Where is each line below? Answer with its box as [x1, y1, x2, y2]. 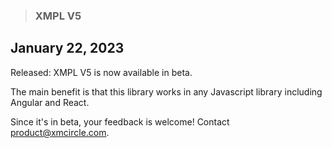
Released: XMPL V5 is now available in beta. [10, 66, 193, 78]
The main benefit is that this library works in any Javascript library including [10, 85, 323, 98]
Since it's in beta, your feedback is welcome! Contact [10, 115, 230, 128]
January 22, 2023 [10, 40, 125, 57]
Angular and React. [10, 96, 90, 108]
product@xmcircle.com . [10, 126, 110, 138]
